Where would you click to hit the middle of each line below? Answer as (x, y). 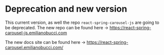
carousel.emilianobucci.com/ (34, 47)
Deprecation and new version (66, 9)
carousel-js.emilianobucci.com (36, 33)
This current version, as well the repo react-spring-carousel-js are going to (82, 22)
